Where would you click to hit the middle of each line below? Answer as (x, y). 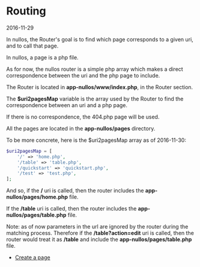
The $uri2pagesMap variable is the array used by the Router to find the (95, 99)
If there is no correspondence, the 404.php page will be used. (83, 117)
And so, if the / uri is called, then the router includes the (75, 191)
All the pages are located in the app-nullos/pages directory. (81, 128)
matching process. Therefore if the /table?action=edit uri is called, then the (100, 233)
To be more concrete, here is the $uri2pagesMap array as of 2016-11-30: (96, 140)
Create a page (32, 257)
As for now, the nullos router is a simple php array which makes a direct (95, 69)
